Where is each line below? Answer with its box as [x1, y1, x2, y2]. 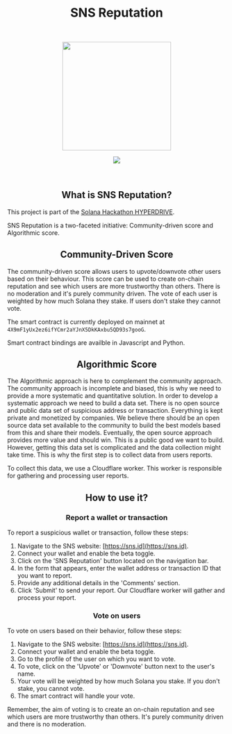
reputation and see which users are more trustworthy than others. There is [7, 282, 221, 290]
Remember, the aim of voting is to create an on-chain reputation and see [7, 706, 215, 714]
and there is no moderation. [7, 720, 87, 728]
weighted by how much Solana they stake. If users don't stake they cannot [7, 297, 221, 305]
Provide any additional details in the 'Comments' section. [17, 579, 181, 587]
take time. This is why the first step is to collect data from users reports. [7, 450, 213, 459]
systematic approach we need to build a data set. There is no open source [7, 399, 220, 407]
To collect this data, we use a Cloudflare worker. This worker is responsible [7, 464, 222, 473]
